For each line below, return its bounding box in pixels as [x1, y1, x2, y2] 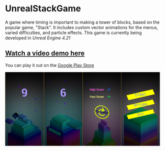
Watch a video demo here [5, 49, 85, 58]
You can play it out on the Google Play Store [5, 62, 94, 68]
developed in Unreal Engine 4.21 [5, 35, 71, 41]
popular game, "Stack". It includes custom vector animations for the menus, [5, 24, 158, 30]
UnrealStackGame [5, 3, 81, 14]
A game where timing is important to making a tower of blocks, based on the [5, 19, 160, 25]
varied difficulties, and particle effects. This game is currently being [5, 30, 142, 35]
